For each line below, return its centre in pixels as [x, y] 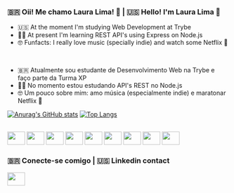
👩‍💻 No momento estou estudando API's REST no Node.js [100, 86]
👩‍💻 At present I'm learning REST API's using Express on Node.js [110, 35]
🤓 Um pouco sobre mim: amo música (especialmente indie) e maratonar [122, 93]
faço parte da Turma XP [52, 78]
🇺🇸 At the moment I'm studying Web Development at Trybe [104, 27]
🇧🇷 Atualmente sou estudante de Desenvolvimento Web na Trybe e [116, 70]
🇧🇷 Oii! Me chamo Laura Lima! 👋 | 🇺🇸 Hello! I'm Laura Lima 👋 [114, 12]
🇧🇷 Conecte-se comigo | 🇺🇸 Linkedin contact [89, 161]
